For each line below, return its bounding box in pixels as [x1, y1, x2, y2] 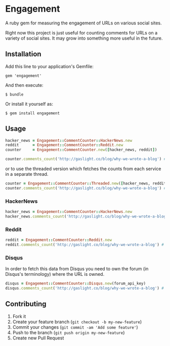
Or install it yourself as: [5, 101, 53, 107]
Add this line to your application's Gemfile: [5, 63, 94, 69]
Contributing [5, 300, 47, 308]
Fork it [12, 313, 26, 319]
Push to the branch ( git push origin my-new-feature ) [12, 329, 125, 335]
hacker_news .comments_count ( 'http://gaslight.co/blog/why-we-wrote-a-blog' [5, 214, 168, 219]
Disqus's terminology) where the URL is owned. [5, 271, 105, 277]
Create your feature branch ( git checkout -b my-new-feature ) [12, 319, 142, 325]
